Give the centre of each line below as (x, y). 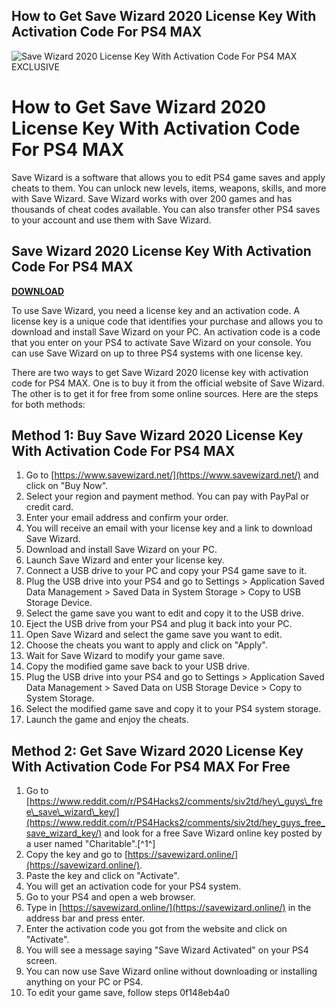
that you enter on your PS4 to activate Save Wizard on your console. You (161, 342)
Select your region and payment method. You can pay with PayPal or (167, 496)
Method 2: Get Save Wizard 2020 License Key (157, 750)
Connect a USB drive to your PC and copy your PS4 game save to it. (166, 571)
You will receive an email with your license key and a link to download (169, 528)
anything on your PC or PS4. (84, 982)
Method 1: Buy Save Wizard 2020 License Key (157, 435)
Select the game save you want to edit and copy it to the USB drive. (164, 613)
